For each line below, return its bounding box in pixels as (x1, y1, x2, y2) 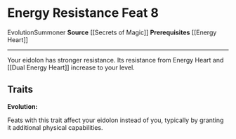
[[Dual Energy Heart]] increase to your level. (7, 63, 135, 72)
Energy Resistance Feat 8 (7, 5, 159, 21)
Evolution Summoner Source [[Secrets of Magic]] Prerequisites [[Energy (7, 28, 217, 37)
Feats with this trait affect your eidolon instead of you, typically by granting (7, 116, 224, 124)
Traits (7, 84, 34, 95)
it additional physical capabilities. (7, 123, 103, 131)
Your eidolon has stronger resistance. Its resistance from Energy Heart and (7, 55, 224, 64)
